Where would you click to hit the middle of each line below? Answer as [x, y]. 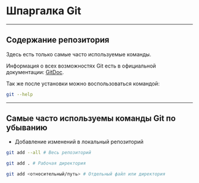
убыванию [27, 128]
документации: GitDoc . [35, 72]
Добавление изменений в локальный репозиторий [79, 142]
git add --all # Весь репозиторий [49, 153]
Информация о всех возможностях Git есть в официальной [81, 66]
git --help [20, 94]
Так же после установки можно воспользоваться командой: [83, 84]
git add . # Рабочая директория [46, 163]
